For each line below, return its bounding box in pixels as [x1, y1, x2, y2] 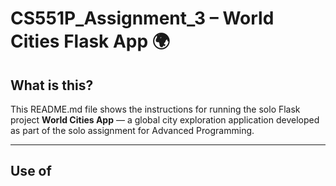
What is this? [10, 77, 94, 94]
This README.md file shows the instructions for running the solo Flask [10, 103, 301, 115]
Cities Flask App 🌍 [10, 30, 171, 53]
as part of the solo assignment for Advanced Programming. [10, 125, 255, 136]
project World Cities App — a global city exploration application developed [10, 114, 320, 126]
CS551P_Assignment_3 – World [10, 7, 275, 30]
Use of [10, 163, 52, 180]
